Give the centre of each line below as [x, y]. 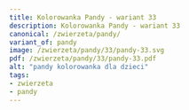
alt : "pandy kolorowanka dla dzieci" [79, 67]
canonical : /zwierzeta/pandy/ [65, 34]
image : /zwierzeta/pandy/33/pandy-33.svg [87, 51]
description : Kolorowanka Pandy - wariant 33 [94, 26]
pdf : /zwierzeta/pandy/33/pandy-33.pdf [83, 59]
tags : [19, 75]
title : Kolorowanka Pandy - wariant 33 [83, 17]
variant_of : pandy [43, 42]
